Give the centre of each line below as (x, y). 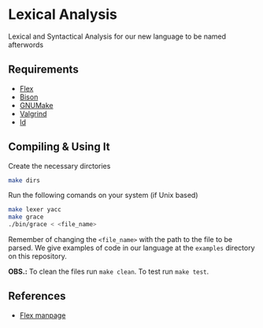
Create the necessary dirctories (59, 166)
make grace (26, 217)
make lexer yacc (35, 210)
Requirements (43, 70)
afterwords (26, 44)
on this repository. (37, 256)
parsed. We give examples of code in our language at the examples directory (131, 248)
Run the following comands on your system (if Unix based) (103, 196)
